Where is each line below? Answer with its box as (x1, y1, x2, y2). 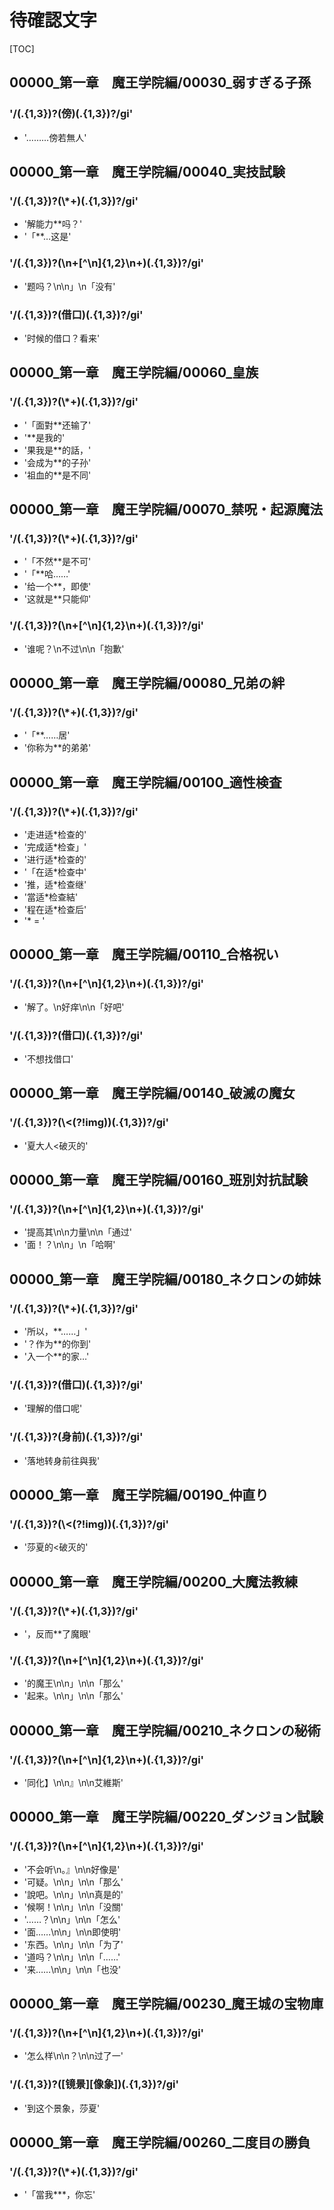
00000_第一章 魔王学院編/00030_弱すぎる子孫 (9, 74, 312, 91)
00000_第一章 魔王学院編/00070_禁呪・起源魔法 (9, 501, 324, 518)
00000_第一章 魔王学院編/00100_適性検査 (9, 774, 282, 791)
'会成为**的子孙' (23, 456, 92, 468)
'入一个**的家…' (23, 1351, 90, 1362)
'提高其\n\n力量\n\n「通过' (23, 1226, 133, 1238)
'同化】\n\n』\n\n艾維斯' (23, 1776, 124, 1788)
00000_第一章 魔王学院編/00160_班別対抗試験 (9, 1172, 309, 1189)
